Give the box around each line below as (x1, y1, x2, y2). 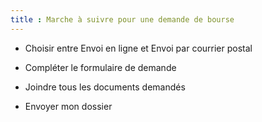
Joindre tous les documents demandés (24, 81, 186, 93)
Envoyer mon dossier (24, 100, 113, 112)
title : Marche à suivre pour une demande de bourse (10, 14, 235, 25)
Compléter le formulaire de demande (24, 61, 177, 73)
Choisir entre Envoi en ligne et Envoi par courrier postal (24, 42, 253, 54)
